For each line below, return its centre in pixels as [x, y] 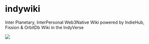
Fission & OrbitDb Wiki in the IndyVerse [44, 27]
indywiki [23, 9]
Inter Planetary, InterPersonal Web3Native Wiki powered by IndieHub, [75, 22]
